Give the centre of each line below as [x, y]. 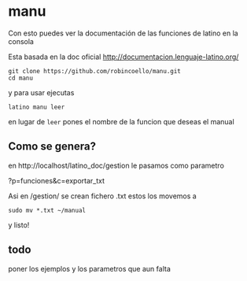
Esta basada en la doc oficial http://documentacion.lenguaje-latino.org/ [124, 57]
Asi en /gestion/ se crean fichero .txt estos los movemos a [102, 196]
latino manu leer [37, 107]
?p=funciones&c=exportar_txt [56, 180]
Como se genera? [52, 147]
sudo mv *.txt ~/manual [47, 210]
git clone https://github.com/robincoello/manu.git [94, 71]
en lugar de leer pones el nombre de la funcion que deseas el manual [121, 121]
